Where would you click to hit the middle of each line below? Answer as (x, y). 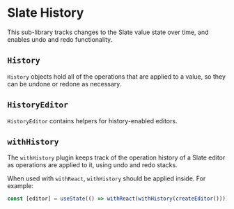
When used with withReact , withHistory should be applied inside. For (107, 178)
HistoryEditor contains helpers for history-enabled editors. (92, 121)
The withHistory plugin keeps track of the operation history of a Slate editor (116, 157)
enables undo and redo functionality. (60, 39)
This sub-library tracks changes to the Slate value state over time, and (108, 32)
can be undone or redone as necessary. (64, 84)
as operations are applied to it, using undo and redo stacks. (92, 165)
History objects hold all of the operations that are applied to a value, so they (117, 76)
